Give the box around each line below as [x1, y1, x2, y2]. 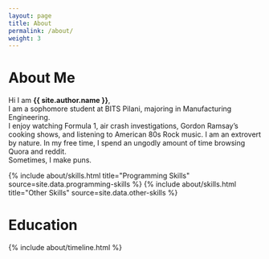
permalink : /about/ [8, 27, 74, 35]
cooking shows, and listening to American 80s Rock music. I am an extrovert [8, 129, 262, 139]
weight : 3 [8, 34, 42, 43]
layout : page [8, 11, 52, 20]
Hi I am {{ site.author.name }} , [8, 96, 111, 105]
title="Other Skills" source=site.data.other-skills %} [8, 188, 178, 198]
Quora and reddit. [8, 146, 67, 157]
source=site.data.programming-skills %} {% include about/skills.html [8, 179, 237, 189]
